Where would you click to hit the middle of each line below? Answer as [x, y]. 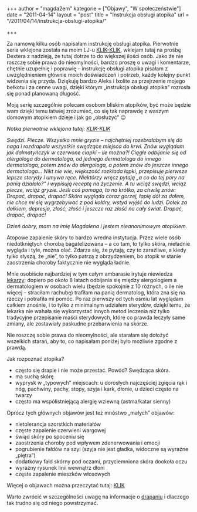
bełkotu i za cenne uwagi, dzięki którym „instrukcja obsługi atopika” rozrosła [99, 87]
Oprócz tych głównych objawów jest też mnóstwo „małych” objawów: [91, 413]
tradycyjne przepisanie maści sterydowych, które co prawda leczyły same [96, 317]
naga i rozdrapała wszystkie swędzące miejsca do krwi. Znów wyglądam [95, 146]
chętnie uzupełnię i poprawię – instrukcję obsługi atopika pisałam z [87, 69]
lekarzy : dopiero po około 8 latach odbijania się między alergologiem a [92, 280]
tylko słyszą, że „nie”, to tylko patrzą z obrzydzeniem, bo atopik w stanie [94, 256]
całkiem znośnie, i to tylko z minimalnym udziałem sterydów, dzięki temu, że [98, 305]
